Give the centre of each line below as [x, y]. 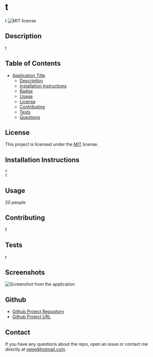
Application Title [29, 75]
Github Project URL [32, 317]
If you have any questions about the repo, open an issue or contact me [76, 344]
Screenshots [25, 273]
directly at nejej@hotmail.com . [36, 349]
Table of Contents [33, 64]
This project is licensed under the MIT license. [52, 145]
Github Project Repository [38, 312]
